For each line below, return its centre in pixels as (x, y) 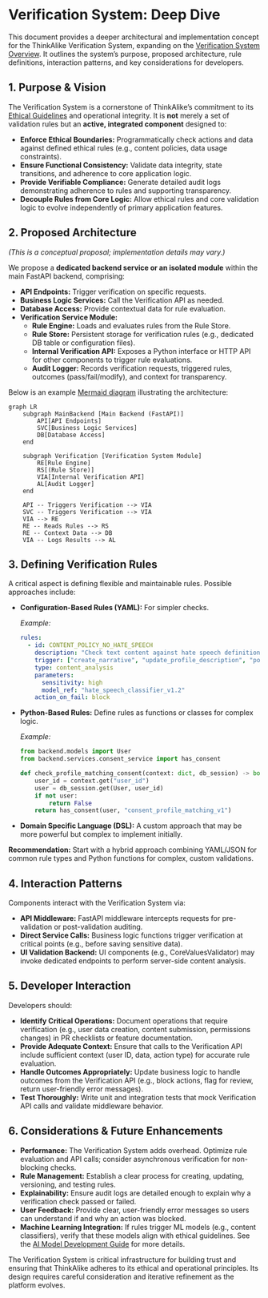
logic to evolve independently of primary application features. (121, 207)
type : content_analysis (74, 667)
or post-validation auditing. (98, 927)
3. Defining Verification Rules (83, 564)
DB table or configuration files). (84, 343)
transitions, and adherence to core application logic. (106, 173)
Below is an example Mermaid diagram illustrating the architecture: (118, 392)
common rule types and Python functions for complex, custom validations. (131, 858)
